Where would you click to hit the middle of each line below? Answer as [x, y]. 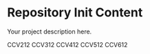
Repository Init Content [75, 13]
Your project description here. [50, 31]
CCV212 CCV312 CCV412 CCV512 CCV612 [67, 44]
